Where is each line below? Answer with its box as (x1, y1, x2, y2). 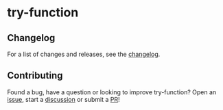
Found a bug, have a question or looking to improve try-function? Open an (7, 87, 217, 96)
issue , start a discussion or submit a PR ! (7, 95, 120, 103)
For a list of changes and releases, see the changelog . (7, 50, 161, 58)
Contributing (7, 70, 63, 81)
